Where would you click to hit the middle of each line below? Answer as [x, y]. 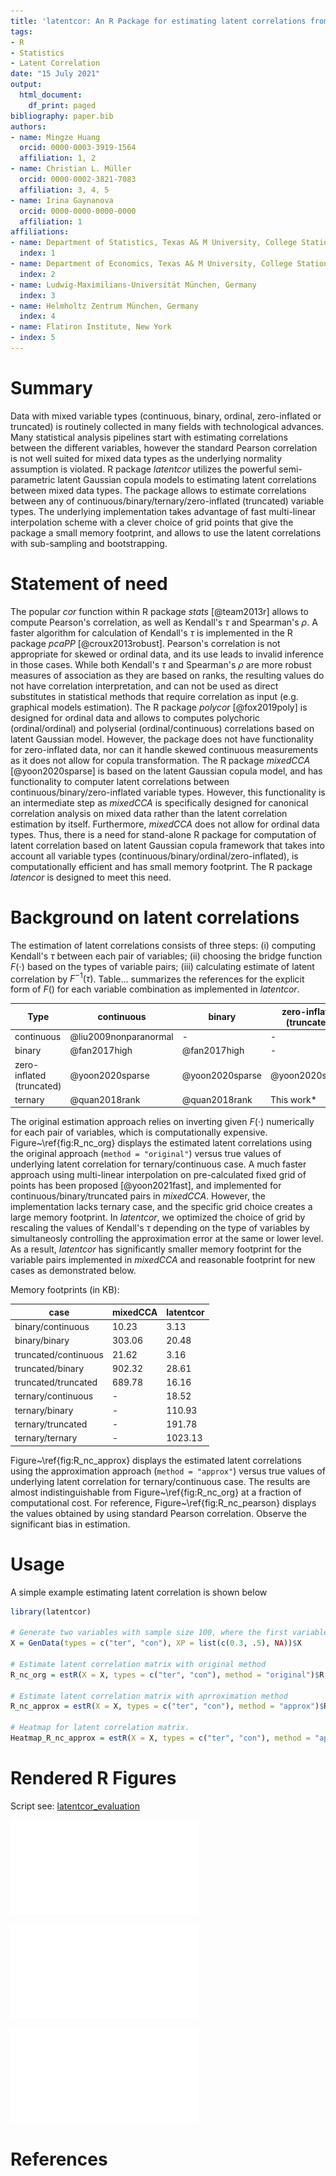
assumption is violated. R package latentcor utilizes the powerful [143, 469]
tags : [21, 31]
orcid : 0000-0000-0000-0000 [78, 211]
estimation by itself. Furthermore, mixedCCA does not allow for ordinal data [165, 824]
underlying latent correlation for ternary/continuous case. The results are [160, 1481]
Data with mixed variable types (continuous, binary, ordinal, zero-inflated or [166, 416]
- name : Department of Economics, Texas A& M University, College [151, 264]
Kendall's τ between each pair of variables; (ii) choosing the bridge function [166, 956]
